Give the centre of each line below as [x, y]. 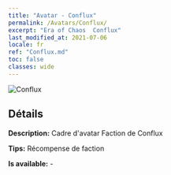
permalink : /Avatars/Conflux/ [58, 23]
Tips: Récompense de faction [56, 148]
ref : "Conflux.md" [38, 52]
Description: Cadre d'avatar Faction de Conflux [85, 133]
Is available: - [31, 163]
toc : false [26, 60]
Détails [26, 114]
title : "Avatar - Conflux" [52, 15]
